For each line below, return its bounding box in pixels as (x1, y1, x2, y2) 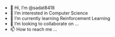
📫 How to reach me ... (10, 26, 57, 32)
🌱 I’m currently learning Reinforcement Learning (10, 15, 110, 21)
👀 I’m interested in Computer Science (10, 10, 88, 16)
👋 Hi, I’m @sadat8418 (10, 5, 55, 10)
